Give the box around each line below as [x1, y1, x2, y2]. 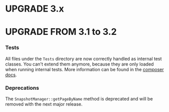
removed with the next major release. [5, 101, 83, 107]
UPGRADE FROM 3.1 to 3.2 [5, 26, 117, 38]
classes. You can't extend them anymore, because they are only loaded [5, 61, 154, 67]
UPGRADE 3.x [5, 3, 64, 15]
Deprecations [5, 84, 39, 91]
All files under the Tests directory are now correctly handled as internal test [5, 55, 162, 62]
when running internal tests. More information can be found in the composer [5, 66, 164, 72]
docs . [5, 72, 17, 78]
